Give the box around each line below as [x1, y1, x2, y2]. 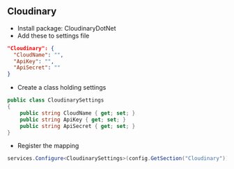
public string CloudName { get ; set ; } [19, 109, 136, 117]
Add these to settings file [17, 31, 90, 40]
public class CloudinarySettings [7, 97, 104, 104]
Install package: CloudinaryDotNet [17, 24, 116, 32]
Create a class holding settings [17, 83, 107, 92]
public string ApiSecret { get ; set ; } [19, 122, 136, 129]
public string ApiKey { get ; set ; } [19, 116, 127, 123]
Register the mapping [17, 142, 79, 150]
